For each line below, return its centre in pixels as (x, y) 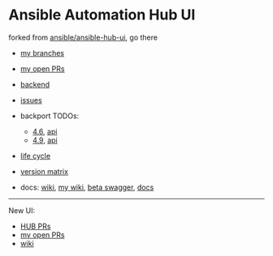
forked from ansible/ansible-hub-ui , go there (83, 37)
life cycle (35, 156)
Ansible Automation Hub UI (102, 15)
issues (31, 100)
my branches (42, 53)
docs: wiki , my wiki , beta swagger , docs (87, 187)
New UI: (22, 210)
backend (35, 84)
